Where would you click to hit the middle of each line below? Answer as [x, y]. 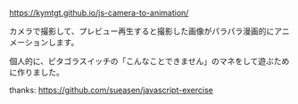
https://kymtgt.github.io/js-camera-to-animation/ [99, 13]
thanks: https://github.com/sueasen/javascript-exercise [112, 90]
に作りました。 [37, 72]
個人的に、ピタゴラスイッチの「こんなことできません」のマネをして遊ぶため [149, 61]
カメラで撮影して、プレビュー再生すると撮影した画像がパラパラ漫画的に [142, 31]
